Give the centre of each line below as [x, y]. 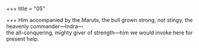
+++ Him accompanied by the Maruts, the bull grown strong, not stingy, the [99, 20]
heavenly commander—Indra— [45, 26]
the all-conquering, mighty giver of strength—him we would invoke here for [99, 33]
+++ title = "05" [26, 9]
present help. [23, 39]
